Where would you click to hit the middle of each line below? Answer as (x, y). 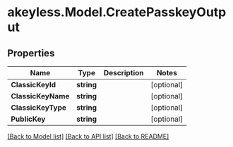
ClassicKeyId (34, 85)
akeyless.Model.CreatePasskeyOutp (117, 12)
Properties (31, 53)
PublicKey (28, 119)
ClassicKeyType (39, 108)
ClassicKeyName (40, 96)
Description (124, 73)
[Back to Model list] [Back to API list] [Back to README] (88, 136)
